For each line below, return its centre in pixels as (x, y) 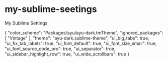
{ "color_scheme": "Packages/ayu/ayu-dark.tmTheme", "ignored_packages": (84, 32)
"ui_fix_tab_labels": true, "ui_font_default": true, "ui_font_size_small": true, (81, 43)
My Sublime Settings (26, 23)
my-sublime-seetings (51, 9)
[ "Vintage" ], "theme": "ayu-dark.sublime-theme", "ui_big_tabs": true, (77, 38)
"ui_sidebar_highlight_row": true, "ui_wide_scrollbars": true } (67, 54)
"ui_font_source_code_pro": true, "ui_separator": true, (60, 48)
